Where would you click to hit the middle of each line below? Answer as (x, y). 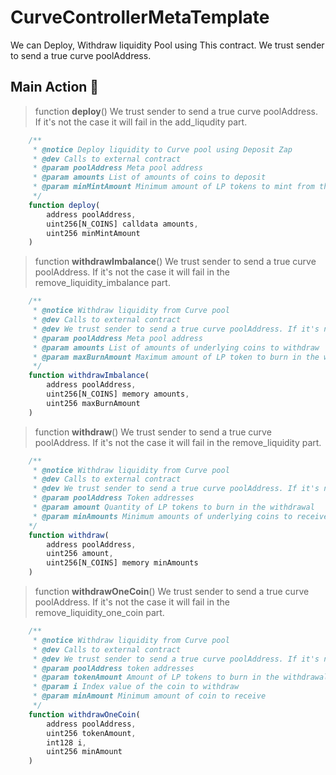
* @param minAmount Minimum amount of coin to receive (149, 696)
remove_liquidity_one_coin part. (99, 612)
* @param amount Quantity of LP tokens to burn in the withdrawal (173, 507)
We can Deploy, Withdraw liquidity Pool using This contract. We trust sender (167, 45)
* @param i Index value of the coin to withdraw (136, 687)
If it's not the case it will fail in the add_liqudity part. (141, 122)
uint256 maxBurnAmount (93, 403)
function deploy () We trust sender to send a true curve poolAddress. (176, 111)
